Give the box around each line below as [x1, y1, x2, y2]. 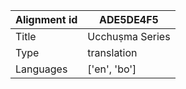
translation [87, 46, 138, 59]
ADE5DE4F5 [99, 13, 159, 26]
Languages [15, 62, 68, 76]
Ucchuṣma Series [87, 30, 171, 43]
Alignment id [15, 13, 78, 26]
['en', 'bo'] [87, 62, 137, 76]
